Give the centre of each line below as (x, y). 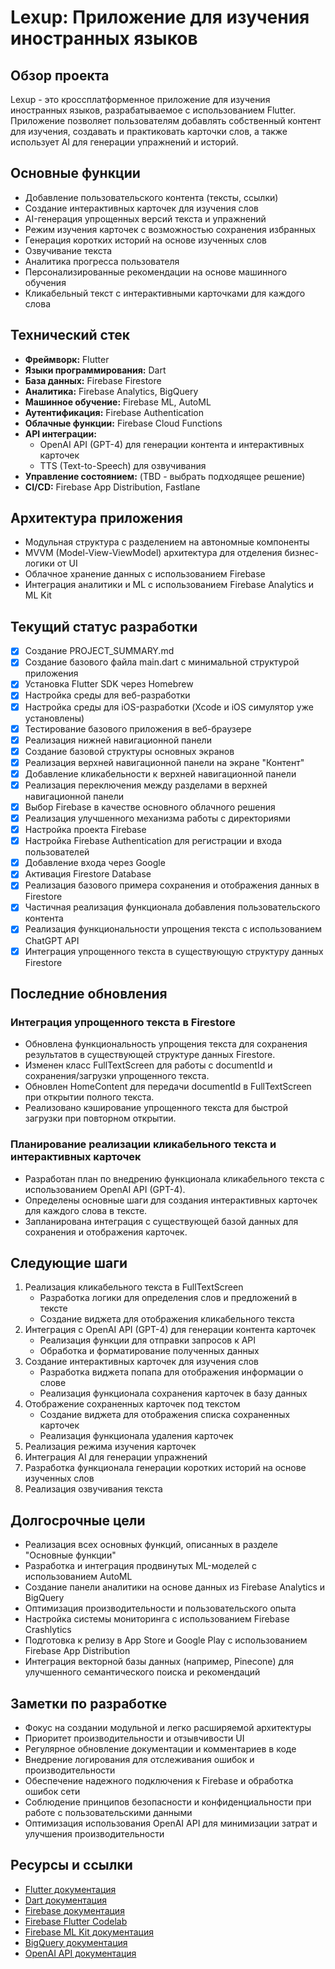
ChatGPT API (52, 940)
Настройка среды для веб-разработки (107, 695)
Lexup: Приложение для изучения (160, 17)
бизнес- (301, 553)
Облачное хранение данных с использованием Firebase (145, 574)
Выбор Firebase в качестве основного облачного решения (150, 807)
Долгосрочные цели (78, 1520)
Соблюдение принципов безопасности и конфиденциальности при (168, 1802)
